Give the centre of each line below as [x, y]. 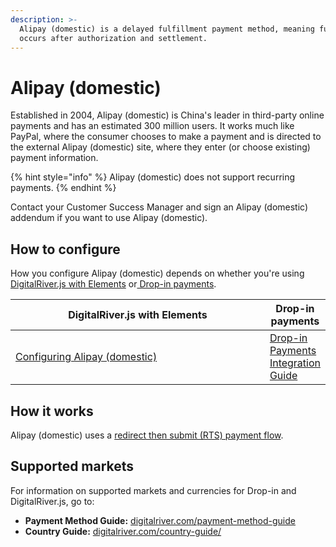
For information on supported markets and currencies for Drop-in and [153, 490]
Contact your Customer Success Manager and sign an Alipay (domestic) [159, 207]
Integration [295, 363]
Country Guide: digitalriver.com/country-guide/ [123, 531]
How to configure [65, 249]
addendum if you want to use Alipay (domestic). [109, 218]
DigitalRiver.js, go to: [52, 501]
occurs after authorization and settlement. [113, 38]
